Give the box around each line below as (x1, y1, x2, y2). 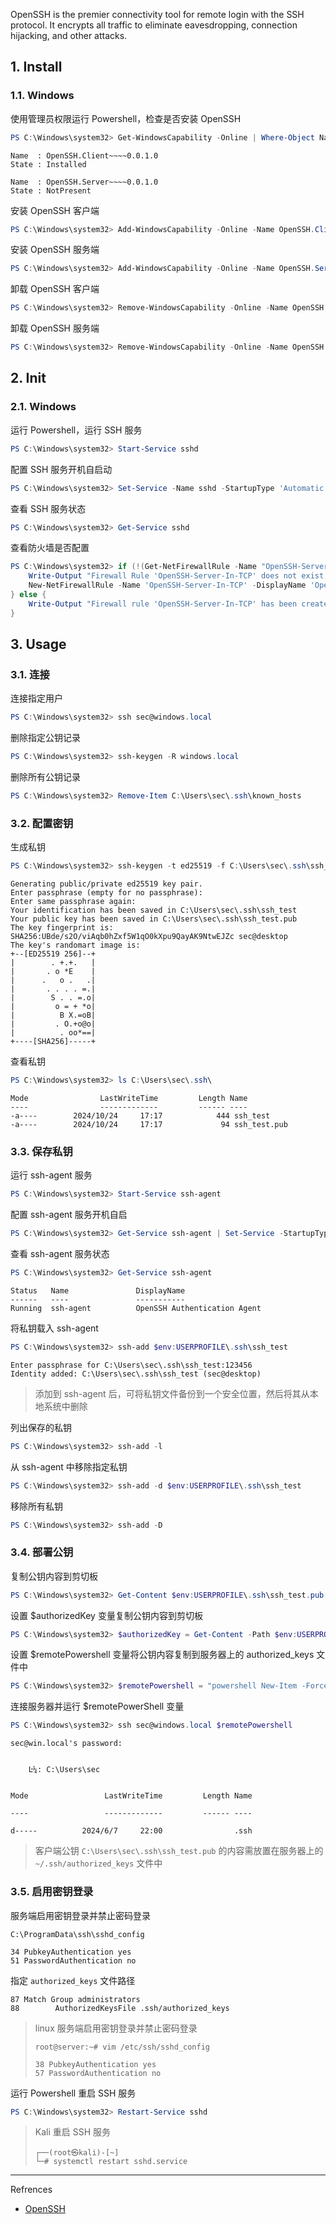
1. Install (10, 59, 63, 76)
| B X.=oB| (10, 1010, 97, 1021)
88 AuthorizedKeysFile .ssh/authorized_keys (10, 2003, 230, 2013)
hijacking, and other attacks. (10, 30, 128, 41)
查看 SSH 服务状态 (10, 502, 87, 514)
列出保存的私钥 (10, 1421, 72, 1433)
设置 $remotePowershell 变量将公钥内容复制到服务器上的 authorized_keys (10, 1649, 315, 1661)
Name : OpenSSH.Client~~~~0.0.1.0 (10, 150, 159, 161)
